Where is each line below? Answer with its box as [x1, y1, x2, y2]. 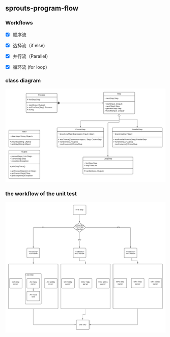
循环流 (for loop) [12, 64, 47, 70]
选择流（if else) [12, 42, 45, 48]
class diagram [5, 77, 41, 84]
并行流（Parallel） [12, 53, 51, 59]
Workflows [5, 19, 33, 26]
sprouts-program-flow [5, 4, 79, 13]
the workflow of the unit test [5, 190, 77, 197]
